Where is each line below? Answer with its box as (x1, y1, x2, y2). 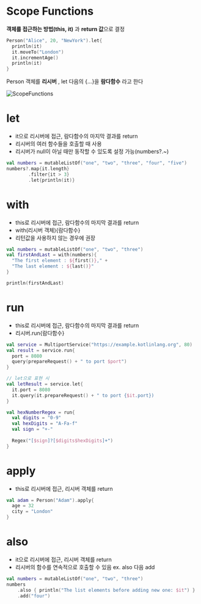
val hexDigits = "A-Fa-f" (12, 420, 78, 427)
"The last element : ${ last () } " (12, 263, 95, 270)
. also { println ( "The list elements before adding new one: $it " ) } (17, 587, 196, 593)
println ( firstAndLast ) (6, 280, 64, 286)
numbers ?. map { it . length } (6, 166, 70, 172)
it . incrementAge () (12, 54, 59, 61)
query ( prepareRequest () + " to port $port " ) (12, 359, 127, 365)
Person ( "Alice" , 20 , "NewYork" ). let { (6, 37, 103, 43)
